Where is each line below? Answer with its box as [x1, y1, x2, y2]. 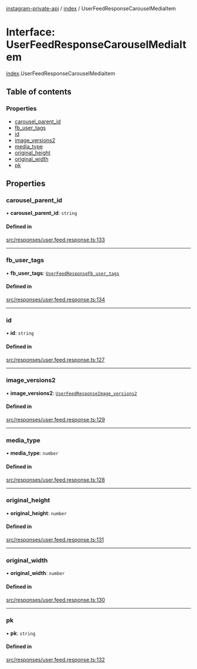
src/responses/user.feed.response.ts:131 [6, 536, 104, 543]
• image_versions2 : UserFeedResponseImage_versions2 [6, 389, 137, 396]
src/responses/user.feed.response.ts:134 [6, 296, 106, 303]
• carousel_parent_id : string [6, 210, 77, 217]
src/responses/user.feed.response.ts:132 [6, 656, 106, 663]
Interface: [6, 26, 56, 39]
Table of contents [6, 87, 72, 97]
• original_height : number [6, 509, 67, 516]
